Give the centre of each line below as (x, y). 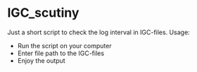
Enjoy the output (41, 60)
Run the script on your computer (64, 45)
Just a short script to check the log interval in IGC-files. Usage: (99, 32)
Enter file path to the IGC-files (61, 53)
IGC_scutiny (43, 13)
